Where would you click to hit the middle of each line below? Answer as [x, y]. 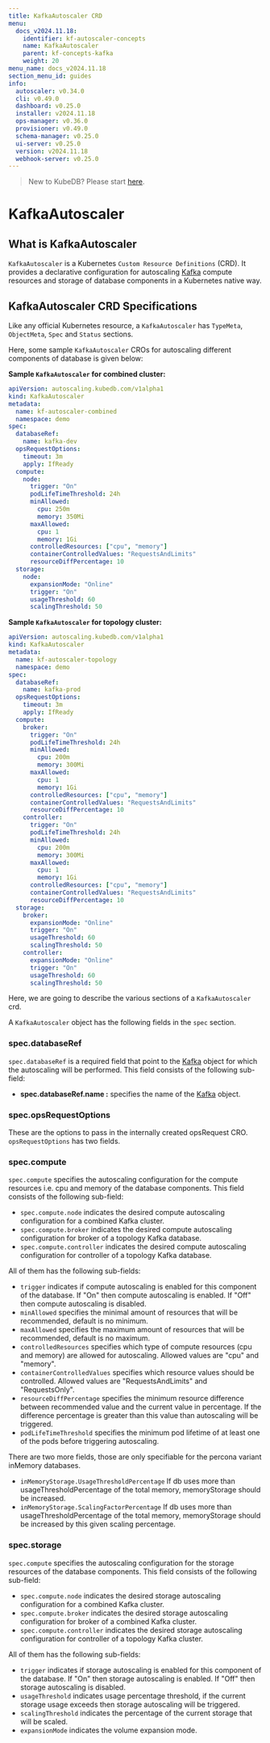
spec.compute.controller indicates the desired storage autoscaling [131, 1630]
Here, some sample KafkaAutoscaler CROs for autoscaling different [120, 350]
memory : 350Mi [61, 517]
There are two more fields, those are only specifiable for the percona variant [135, 1457]
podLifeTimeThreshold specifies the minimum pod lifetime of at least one [140, 1433]
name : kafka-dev [50, 441]
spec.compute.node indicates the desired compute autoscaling [123, 1213]
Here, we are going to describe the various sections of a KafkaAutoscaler [130, 998]
